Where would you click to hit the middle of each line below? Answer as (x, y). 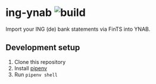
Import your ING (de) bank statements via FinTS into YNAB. (78, 29)
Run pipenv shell (36, 75)
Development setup (43, 48)
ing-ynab (29, 13)
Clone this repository (40, 62)
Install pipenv (31, 68)
